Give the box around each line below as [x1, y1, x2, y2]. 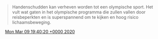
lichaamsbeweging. [12, 19, 51, 25]
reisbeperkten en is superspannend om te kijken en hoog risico [12, 14, 139, 20]
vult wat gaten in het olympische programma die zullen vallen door [12, 9, 146, 15]
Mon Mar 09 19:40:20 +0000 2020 [4, 29, 75, 34]
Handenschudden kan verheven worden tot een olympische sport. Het [12, 4, 153, 10]
